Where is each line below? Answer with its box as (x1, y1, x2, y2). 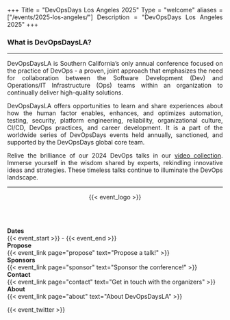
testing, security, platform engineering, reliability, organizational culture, (7, 116, 223, 125)
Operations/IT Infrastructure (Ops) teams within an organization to (7, 82, 223, 90)
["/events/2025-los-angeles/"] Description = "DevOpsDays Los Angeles (7, 13, 223, 21)
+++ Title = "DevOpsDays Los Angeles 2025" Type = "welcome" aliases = (7, 6, 223, 14)
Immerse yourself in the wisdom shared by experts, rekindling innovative (7, 159, 223, 167)
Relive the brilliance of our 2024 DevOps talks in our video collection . (7, 151, 223, 160)
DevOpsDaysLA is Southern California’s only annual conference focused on (7, 60, 223, 68)
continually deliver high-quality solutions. (7, 88, 123, 97)
